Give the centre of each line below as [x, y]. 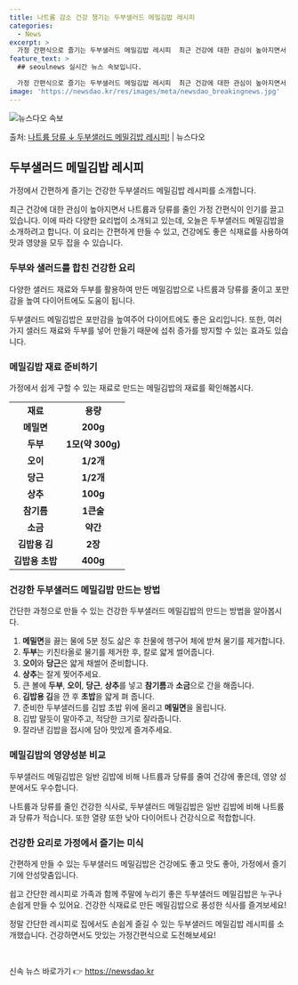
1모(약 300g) [93, 444]
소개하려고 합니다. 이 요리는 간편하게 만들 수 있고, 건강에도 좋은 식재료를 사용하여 [149, 231]
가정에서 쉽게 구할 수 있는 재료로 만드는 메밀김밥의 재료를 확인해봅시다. [131, 388]
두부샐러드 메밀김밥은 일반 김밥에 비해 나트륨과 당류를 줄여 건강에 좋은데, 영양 [143, 776]
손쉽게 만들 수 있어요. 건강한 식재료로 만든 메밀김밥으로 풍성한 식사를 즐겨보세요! [148, 905]
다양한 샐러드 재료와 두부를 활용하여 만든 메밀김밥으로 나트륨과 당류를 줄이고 [141, 289]
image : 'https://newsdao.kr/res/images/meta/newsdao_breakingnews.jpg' [145, 91]
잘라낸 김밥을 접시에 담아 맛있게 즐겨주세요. [97, 730]
